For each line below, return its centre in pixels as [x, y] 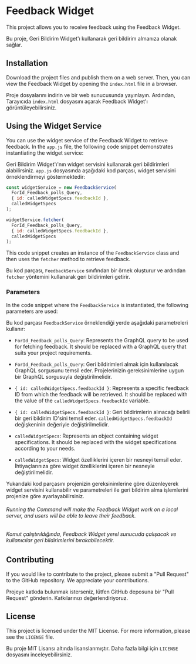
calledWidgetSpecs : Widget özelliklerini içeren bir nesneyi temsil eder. [98, 459]
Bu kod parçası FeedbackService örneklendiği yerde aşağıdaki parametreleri [97, 322]
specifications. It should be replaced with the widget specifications [96, 442]
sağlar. [14, 45]
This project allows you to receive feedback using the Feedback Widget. [93, 27]
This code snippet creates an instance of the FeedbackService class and [93, 253]
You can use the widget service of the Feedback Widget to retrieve [87, 140]
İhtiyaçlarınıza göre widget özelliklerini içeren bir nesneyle [85, 466]
